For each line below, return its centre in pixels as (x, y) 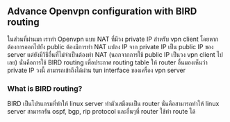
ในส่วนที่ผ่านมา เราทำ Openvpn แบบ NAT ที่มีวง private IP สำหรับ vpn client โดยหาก (113, 39)
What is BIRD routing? (45, 88)
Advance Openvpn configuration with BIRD (102, 11)
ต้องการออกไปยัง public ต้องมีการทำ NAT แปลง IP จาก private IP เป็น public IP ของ (110, 46)
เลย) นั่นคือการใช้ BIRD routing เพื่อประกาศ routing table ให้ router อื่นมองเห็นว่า (107, 62)
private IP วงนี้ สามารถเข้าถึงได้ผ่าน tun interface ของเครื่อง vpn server (97, 70)
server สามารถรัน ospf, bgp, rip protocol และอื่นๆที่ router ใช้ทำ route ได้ (101, 112)
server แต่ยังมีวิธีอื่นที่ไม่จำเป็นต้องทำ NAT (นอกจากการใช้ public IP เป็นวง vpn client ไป (115, 54)
